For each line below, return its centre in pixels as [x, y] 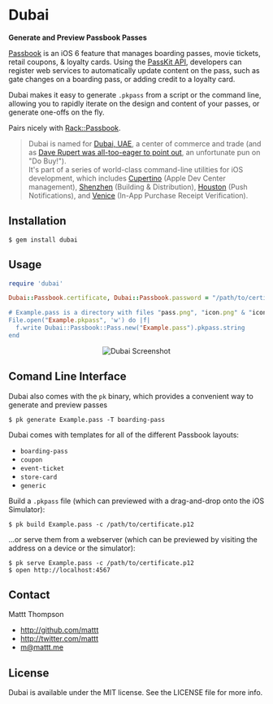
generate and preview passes [58, 405]
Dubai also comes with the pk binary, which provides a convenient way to [131, 396]
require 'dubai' [36, 283]
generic [33, 485]
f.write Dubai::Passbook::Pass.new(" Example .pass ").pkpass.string [130, 328]
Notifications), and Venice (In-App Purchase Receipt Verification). [138, 195]
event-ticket [42, 468]
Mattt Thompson [36, 615]
